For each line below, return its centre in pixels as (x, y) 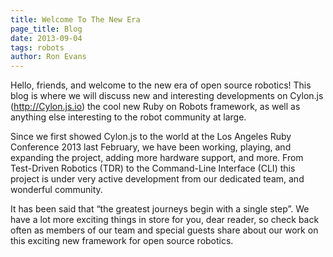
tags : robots (37, 47)
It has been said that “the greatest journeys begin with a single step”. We (160, 209)
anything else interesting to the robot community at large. (128, 117)
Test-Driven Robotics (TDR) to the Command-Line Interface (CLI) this (153, 168)
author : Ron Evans (48, 57)
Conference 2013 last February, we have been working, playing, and (151, 147)
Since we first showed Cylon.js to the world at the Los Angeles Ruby (151, 137)
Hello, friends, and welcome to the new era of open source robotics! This (161, 85)
